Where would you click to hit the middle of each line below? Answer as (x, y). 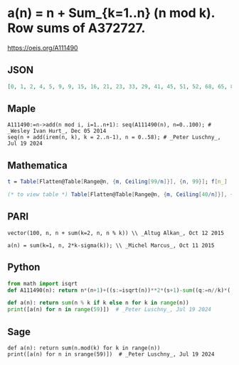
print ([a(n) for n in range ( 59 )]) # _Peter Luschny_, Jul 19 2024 (110, 310)
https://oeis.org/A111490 (43, 48)
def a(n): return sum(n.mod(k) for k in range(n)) (84, 348)
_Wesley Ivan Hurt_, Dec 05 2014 (57, 131)
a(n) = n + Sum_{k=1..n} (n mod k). (111, 13)
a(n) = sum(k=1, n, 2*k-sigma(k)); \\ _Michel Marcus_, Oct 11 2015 (111, 245)
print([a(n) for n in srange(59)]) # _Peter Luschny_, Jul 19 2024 (111, 354)
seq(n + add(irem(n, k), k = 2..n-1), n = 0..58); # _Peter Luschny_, (114, 137)
